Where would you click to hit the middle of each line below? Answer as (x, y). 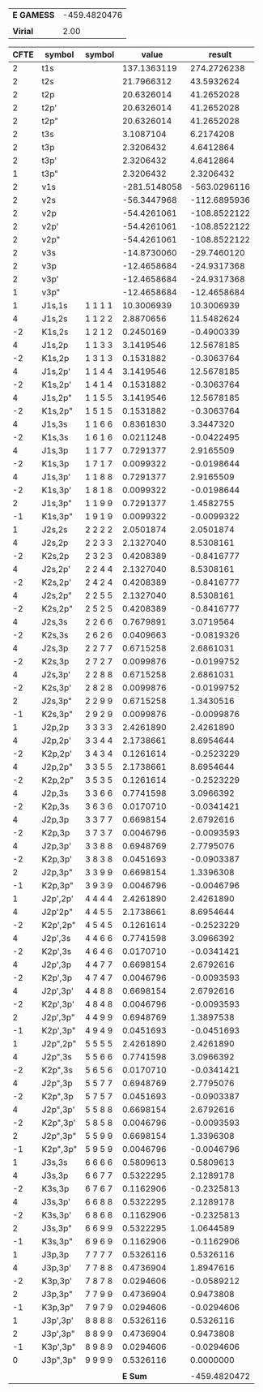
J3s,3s (55, 1162)
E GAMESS (34, 15)
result (221, 54)
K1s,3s (55, 437)
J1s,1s (55, 305)
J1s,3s (55, 424)
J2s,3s (55, 622)
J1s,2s (55, 318)
